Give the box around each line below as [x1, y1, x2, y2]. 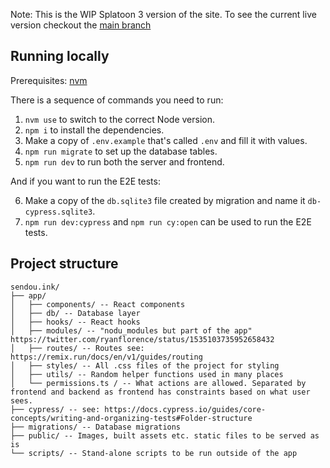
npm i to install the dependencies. [24, 124, 165, 136]
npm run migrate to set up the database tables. [24, 145, 218, 157]
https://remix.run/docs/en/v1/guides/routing [10, 352, 203, 362]
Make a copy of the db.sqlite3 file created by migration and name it [24, 194, 306, 206]
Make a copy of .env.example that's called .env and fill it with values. [24, 134, 308, 146]
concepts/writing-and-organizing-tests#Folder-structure [10, 413, 253, 423]
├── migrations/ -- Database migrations [10, 422, 182, 432]
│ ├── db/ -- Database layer [10, 308, 141, 318]
